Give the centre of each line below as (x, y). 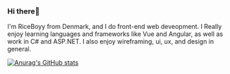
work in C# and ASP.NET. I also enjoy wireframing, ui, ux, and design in (111, 42)
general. (19, 49)
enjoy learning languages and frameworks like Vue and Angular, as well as (115, 34)
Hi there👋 (24, 11)
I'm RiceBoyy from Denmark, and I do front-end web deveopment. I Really (115, 27)
